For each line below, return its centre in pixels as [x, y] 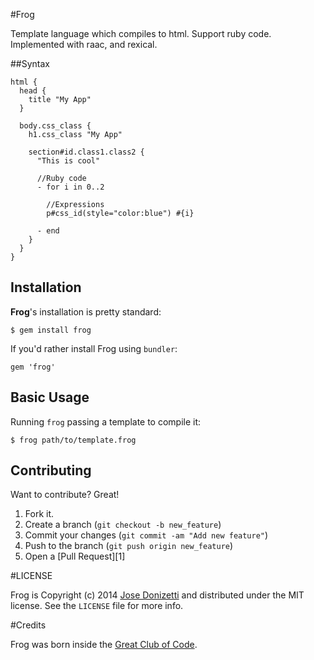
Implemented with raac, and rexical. [84, 44]
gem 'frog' [33, 367]
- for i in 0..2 [70, 187]
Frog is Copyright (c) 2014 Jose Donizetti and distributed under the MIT [157, 595]
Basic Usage [50, 397]
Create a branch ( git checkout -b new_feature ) [123, 525]
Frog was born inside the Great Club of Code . [104, 645]
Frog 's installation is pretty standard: [86, 311]
